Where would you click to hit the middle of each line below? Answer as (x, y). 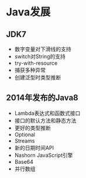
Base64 (24, 161)
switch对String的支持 (40, 56)
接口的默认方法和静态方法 (45, 120)
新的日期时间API (34, 147)
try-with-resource (36, 63)
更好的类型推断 (32, 128)
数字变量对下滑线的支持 (43, 49)
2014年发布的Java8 (42, 98)
